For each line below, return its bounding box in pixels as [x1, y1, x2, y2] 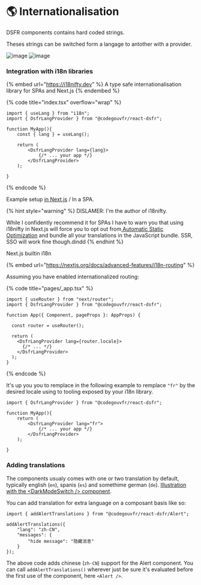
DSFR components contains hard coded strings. [6, 28, 125, 36]
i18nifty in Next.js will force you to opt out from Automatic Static [6, 225, 164, 233]
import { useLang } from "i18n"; [6, 111, 90, 117]
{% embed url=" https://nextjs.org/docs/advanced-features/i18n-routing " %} [6, 262, 195, 269]
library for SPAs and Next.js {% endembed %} [6, 87, 120, 94]
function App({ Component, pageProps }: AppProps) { [6, 312, 141, 319]
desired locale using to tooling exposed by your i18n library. [6, 388, 154, 396]
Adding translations [6, 461, 65, 470]
